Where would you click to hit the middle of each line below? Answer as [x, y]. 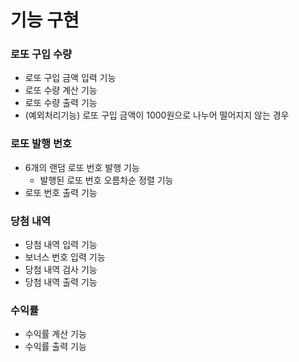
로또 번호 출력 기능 [61, 192]
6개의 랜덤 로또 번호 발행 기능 [82, 167]
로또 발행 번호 [41, 144]
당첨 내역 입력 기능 [61, 245]
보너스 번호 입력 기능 [65, 257]
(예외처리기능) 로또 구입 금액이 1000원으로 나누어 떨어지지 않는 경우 [157, 115]
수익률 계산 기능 [55, 334]
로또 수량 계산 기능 [61, 90]
